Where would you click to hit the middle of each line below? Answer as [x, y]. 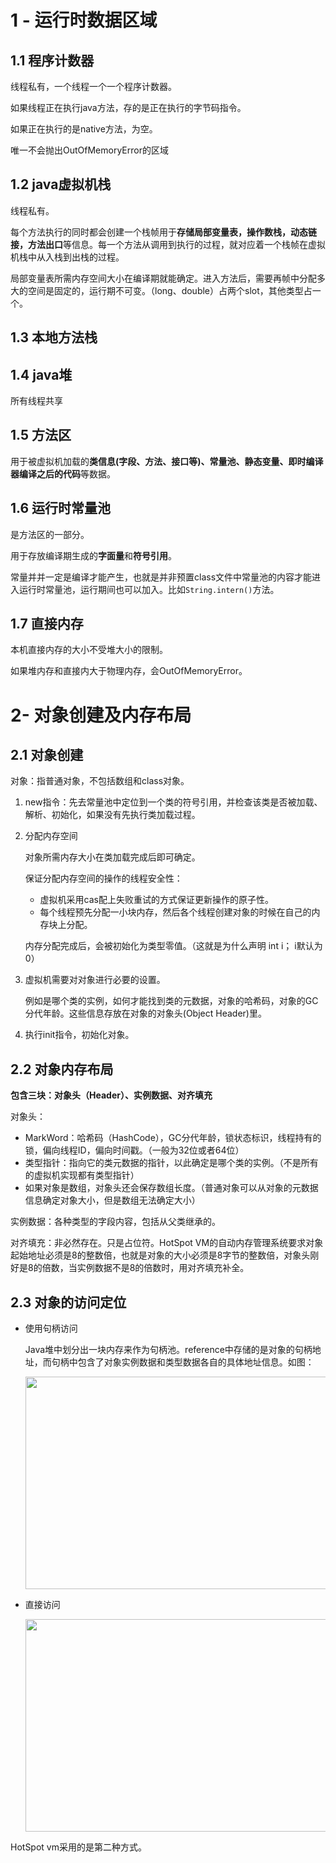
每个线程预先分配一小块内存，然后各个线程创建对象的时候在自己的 [175, 912]
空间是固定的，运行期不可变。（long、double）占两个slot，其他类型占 [170, 290]
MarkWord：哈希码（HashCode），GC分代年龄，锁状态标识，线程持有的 [173, 1138]
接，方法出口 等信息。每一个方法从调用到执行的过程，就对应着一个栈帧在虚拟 [168, 244]
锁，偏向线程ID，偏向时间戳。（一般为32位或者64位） [134, 1150]
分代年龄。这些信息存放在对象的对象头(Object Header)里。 [145, 1013]
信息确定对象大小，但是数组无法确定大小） [112, 1200]
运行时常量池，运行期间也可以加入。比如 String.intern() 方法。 [149, 589]
